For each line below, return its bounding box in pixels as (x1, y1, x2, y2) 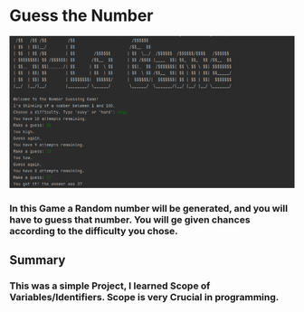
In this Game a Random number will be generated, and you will (9, 202, 288, 214)
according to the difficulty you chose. (9, 224, 178, 237)
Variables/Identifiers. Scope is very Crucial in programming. (9, 290, 280, 303)
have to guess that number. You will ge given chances (9, 213, 251, 226)
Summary (9, 252, 66, 268)
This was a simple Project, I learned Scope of (9, 279, 211, 292)
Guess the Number (9, 5, 154, 26)
